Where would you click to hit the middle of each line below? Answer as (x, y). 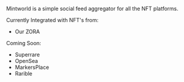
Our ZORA (27, 31)
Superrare (27, 55)
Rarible (24, 73)
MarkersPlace (32, 67)
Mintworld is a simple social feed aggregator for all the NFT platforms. (92, 9)
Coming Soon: (24, 43)
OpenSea (26, 61)
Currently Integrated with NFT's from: (52, 20)
